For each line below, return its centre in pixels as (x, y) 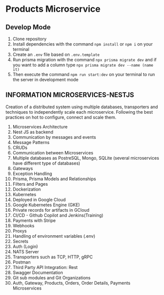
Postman (22, 262)
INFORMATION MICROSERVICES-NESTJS (70, 95)
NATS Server (26, 251)
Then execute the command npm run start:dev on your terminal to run (84, 74)
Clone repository (30, 39)
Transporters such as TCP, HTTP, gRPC (53, 257)
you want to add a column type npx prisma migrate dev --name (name (83, 65)
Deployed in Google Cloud (39, 199)
